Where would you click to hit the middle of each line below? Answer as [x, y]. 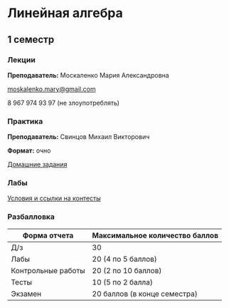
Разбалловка [31, 217]
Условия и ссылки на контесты [54, 198]
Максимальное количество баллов [155, 235]
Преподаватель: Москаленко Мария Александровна [88, 75]
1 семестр [31, 40]
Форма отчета [48, 235]
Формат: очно [29, 150]
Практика [25, 121]
